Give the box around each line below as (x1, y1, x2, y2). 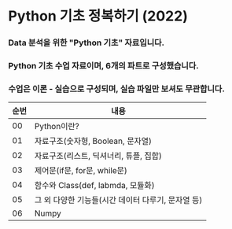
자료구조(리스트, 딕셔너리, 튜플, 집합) (34, 150, 163, 161)
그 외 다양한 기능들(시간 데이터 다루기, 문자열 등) (34, 194, 203, 205)
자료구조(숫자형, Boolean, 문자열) (34, 135, 152, 146)
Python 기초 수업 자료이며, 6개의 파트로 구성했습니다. (8, 61, 199, 72)
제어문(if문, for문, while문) (34, 165, 127, 176)
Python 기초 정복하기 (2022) (8, 7, 189, 25)
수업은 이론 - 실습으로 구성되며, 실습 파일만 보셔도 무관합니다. (8, 83, 226, 94)
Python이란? (34, 121, 80, 132)
